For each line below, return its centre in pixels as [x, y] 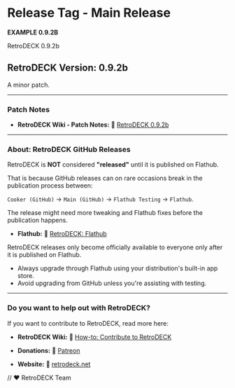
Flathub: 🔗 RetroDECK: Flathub [62, 234]
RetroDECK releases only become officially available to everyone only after [115, 247]
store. [26, 276]
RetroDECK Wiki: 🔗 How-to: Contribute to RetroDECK [94, 337]
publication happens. [37, 220]
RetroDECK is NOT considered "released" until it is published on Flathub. [113, 165]
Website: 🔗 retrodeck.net [54, 364]
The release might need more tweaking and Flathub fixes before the [105, 213]
